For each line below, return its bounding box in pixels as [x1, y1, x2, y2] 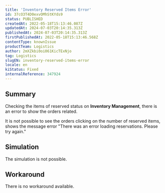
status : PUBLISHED [5, 16, 43, 21]
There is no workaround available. [5, 184, 75, 190]
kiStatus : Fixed [5, 67, 39, 72]
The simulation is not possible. [5, 156, 67, 162]
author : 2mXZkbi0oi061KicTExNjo [5, 48, 72, 53]
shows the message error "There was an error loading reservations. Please [5, 123, 158, 129]
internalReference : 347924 [5, 72, 61, 77]
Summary [5, 90, 36, 98]
